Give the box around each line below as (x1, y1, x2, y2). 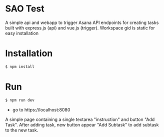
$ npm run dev (5, 97, 35, 102)
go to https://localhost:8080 (12, 106, 70, 112)
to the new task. (5, 127, 38, 133)
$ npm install (5, 64, 35, 69)
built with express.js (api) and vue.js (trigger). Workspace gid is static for (5, 24, 155, 30)
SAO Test (5, 3, 44, 14)
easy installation (5, 30, 39, 36)
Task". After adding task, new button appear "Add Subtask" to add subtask (5, 121, 159, 127)
